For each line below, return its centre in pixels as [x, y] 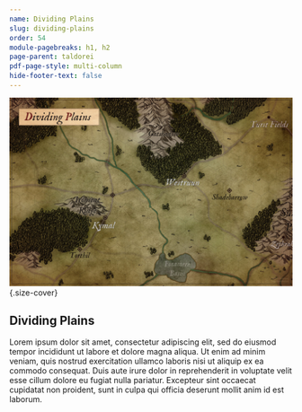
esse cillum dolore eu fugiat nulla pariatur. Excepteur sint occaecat [133, 381]
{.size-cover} [34, 293]
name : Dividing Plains [52, 19]
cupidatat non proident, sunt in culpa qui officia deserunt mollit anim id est [147, 390]
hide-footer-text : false [56, 76]
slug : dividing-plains [52, 28]
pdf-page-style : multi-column [66, 66]
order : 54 [28, 38]
